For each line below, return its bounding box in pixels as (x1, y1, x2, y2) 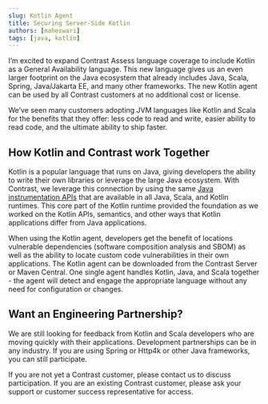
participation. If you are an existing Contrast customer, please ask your (8, 378, 242, 388)
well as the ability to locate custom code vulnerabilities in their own (8, 250, 230, 260)
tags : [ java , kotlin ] (8, 34, 81, 42)
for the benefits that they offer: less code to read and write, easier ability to (8, 114, 256, 124)
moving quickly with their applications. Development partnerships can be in (8, 337, 257, 346)
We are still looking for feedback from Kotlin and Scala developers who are (8, 329, 254, 338)
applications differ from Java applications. (8, 218, 147, 228)
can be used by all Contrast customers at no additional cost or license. (8, 90, 241, 100)
